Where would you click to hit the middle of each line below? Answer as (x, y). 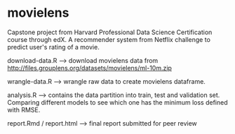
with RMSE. (24, 110)
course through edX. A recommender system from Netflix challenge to (109, 39)
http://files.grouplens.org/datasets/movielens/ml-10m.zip (89, 68)
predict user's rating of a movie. (53, 47)
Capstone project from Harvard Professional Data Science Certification (110, 32)
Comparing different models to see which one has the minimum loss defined (117, 102)
